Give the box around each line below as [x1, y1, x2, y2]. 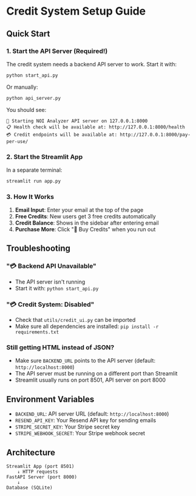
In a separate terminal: [6, 166, 63, 173]
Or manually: [6, 83, 38, 91]
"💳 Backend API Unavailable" [6, 262, 97, 270]
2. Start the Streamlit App [6, 152, 83, 161]
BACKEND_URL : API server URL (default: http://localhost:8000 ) [15, 410, 169, 417]
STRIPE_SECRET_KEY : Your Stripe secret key [15, 423, 120, 430]
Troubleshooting [6, 243, 71, 254]
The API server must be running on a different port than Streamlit [15, 370, 178, 377]
